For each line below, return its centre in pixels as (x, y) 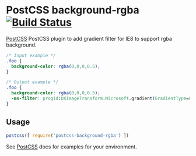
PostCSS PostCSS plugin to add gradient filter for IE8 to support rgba (89, 38)
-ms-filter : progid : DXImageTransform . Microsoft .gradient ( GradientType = (100, 99)
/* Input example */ (31, 55)
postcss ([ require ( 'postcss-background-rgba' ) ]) (68, 135)
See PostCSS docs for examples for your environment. (71, 147)
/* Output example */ (32, 82)
